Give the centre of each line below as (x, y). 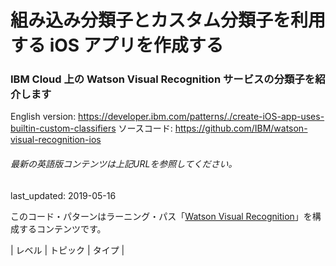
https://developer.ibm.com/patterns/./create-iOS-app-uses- (201, 117)
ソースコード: (145, 128)
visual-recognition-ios (56, 140)
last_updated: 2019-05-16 (63, 195)
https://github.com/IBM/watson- (241, 128)
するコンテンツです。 (62, 228)
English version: (43, 117)
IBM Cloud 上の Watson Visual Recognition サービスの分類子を (163, 79)
